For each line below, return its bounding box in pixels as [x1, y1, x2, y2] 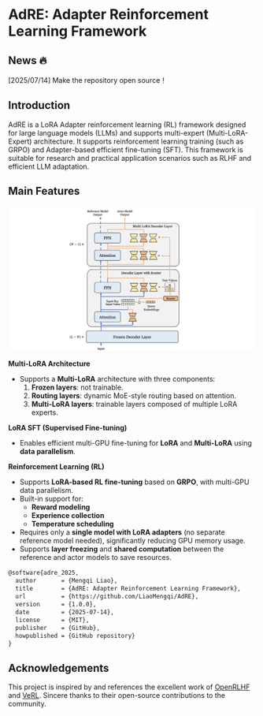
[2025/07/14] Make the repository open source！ [8, 76, 168, 84]
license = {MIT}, [15, 617, 90, 625]
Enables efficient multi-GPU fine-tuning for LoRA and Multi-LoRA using [19, 438, 252, 448]
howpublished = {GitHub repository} [15, 632, 135, 640]
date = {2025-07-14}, [15, 609, 114, 617]
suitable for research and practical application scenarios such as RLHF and [8, 153, 252, 162]
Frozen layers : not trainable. [31, 382, 124, 392]
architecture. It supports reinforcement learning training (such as [33, 136, 244, 146]
